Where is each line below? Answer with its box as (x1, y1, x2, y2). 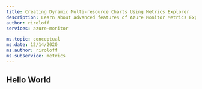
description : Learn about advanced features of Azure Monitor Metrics (6, 14, 187, 20)
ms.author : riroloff (6, 47, 58, 54)
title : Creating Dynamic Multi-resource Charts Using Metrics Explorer (6, 8, 189, 15)
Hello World (6, 75, 51, 85)
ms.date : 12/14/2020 (6, 42, 58, 48)
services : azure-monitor (6, 25, 69, 32)
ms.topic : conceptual (6, 36, 61, 42)
